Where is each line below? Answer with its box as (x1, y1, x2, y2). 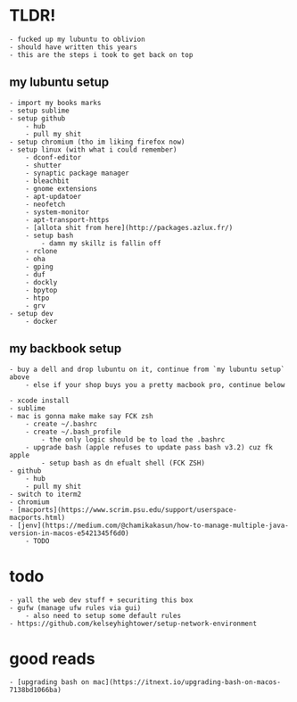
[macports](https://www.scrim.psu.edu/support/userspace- (17, 505, 238, 514)
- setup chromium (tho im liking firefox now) (9, 137, 186, 146)
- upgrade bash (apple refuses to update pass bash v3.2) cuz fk (25, 442, 274, 451)
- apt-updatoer (25, 192, 82, 201)
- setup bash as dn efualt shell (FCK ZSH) (41, 458, 205, 467)
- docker (25, 317, 58, 326)
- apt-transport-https (25, 215, 110, 224)
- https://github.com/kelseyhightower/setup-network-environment (9, 619, 257, 628)
